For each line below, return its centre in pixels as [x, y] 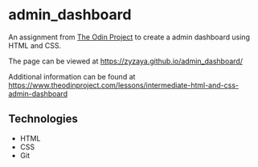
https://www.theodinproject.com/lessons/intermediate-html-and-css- [124, 85]
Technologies [43, 119]
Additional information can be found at [72, 76]
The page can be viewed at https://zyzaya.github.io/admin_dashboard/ [126, 61]
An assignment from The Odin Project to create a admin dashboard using [129, 37]
